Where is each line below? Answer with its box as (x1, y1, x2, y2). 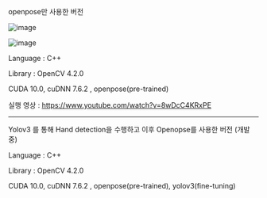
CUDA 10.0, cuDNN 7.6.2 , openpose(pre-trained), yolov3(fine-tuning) (8, 181, 236, 190)
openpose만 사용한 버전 (8, 7, 84, 16)
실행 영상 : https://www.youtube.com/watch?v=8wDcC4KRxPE (8, 101, 212, 109)
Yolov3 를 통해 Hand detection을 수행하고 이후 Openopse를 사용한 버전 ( (8, 125, 238, 134)
